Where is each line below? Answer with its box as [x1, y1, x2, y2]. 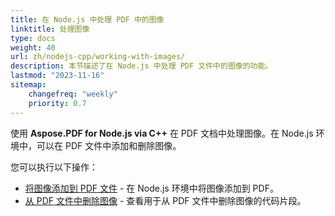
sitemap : [10, 80, 47, 90]
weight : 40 [10, 42, 56, 53]
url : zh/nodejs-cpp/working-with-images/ [10, 52, 186, 62]
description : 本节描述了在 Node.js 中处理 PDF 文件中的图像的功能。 [10, 61, 273, 71]
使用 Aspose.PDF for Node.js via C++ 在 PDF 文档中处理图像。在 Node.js [10, 127, 314, 139]
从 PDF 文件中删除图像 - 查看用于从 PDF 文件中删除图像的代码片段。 [24, 194, 307, 206]
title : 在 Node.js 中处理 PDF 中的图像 [10, 14, 165, 25]
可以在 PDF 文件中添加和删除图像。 [36, 139, 182, 151]
